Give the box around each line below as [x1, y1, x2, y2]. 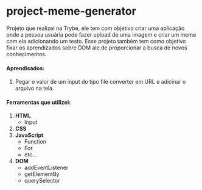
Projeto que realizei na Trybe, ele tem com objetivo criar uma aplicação [6, 24, 185, 32]
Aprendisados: [6, 64, 45, 71]
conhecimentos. [6, 50, 47, 57]
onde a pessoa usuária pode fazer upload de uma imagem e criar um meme [6, 31, 197, 38]
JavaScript [15, 131, 44, 139]
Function [24, 138, 47, 145]
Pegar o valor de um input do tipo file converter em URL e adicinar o [15, 78, 186, 86]
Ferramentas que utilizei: [6, 98, 71, 106]
